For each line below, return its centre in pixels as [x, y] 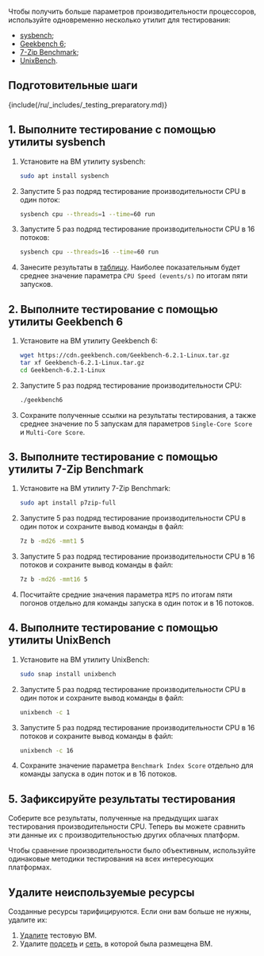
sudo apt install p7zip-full [68, 503]
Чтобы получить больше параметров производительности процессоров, [132, 12]
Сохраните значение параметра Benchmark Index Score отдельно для [136, 765]
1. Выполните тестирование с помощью [112, 130]
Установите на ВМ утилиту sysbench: [82, 161]
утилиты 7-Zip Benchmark [76, 469]
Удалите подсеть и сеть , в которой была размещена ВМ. [116, 944]
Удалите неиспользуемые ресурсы [101, 892]
